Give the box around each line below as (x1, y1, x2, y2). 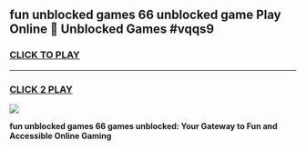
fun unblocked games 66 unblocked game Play (9, 7, 281, 23)
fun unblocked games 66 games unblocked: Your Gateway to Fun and (9, 120, 278, 131)
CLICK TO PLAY (9, 49, 80, 62)
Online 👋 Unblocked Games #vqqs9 (9, 22, 215, 37)
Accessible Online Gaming (9, 130, 112, 141)
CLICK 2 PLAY (9, 83, 73, 95)
